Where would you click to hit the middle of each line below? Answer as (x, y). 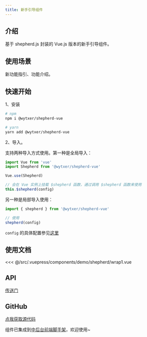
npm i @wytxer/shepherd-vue (34, 118)
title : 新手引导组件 (24, 10)
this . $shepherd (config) (30, 190)
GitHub (16, 306)
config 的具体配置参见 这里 (32, 232)
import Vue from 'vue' (28, 162)
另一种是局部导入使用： (29, 199)
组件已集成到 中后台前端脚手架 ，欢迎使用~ (48, 330)
